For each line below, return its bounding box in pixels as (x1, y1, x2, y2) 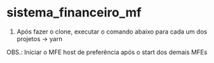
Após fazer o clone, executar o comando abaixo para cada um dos (16, 27, 208, 36)
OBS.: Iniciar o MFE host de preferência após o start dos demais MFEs (6, 48, 208, 56)
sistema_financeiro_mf (6, 5, 142, 21)
